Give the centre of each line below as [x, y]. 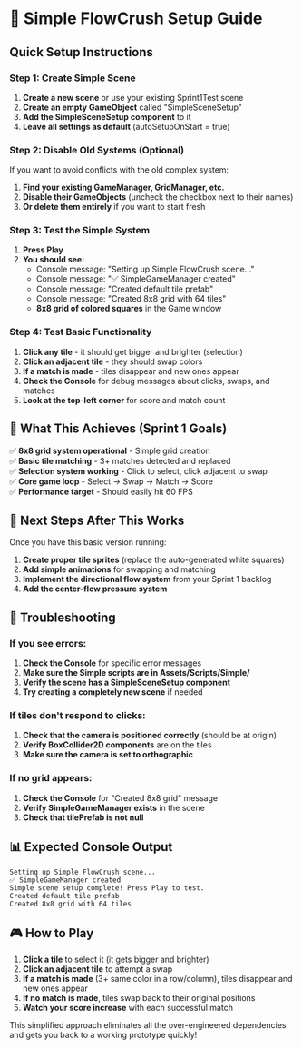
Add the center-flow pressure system [95, 589]
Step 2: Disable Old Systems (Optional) [97, 150]
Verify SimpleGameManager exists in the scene [114, 807]
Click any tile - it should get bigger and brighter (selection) [132, 351]
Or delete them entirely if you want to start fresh [114, 207]
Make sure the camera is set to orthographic [107, 755]
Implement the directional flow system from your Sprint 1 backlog [147, 579]
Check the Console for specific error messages [112, 663]
